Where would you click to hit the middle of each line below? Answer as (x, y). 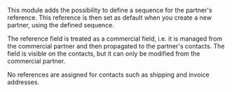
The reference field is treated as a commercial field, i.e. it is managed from (115, 39)
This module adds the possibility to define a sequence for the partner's (110, 10)
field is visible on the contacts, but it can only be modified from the (104, 53)
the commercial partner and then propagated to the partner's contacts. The (116, 46)
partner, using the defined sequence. (61, 25)
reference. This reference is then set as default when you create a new (110, 18)
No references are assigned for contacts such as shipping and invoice (108, 74)
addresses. (23, 82)
